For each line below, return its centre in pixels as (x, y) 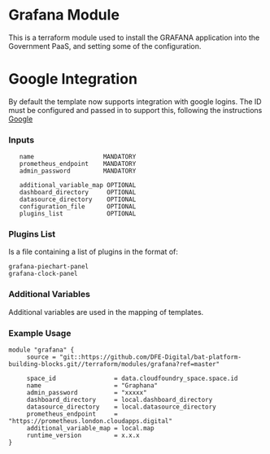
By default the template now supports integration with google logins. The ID (135, 101)
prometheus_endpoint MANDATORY (78, 164)
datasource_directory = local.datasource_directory (122, 407)
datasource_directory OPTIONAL (78, 200)
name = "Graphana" (92, 386)
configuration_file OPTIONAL (78, 207)
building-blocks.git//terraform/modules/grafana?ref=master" (114, 365)
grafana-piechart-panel (49, 267)
